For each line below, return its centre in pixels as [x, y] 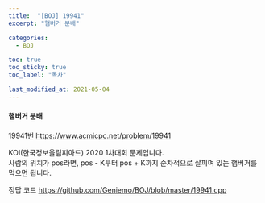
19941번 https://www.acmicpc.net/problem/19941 [90, 135]
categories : [28, 38]
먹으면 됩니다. [30, 172]
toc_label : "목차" [37, 75]
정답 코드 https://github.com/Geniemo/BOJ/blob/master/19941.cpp [118, 189]
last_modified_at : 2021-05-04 [59, 89]
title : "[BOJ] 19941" [46, 16]
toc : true [25, 60]
